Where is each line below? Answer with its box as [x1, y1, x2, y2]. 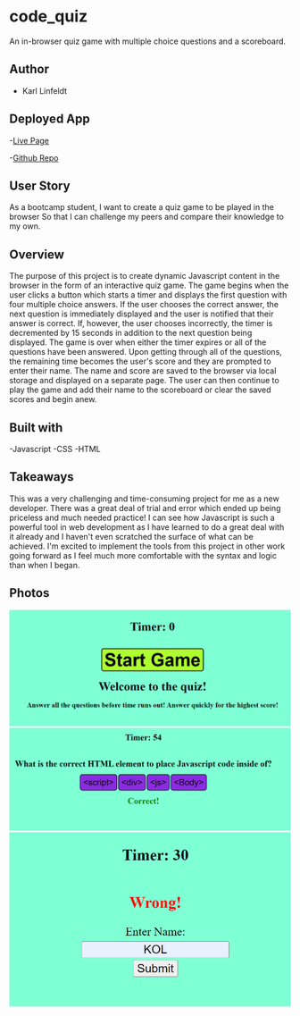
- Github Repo [9, 152, 59, 163]
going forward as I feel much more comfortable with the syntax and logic [9, 550, 277, 560]
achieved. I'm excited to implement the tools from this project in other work [9, 541, 286, 551]
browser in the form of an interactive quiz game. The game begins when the [9, 280, 289, 291]
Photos [9, 585, 50, 600]
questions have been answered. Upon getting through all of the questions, [9, 347, 283, 357]
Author [9, 62, 49, 77]
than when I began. [9, 559, 80, 570]
